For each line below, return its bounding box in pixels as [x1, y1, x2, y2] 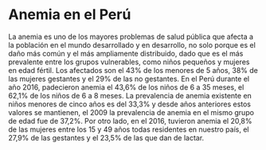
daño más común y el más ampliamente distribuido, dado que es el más [8, 48, 244, 58]
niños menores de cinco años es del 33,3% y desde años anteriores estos [8, 99, 252, 109]
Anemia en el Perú [8, 6, 131, 24]
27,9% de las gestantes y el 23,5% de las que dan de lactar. [8, 133, 205, 142]
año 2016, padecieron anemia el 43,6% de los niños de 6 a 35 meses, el [8, 82, 244, 92]
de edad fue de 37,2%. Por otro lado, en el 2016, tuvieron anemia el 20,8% [8, 116, 252, 125]
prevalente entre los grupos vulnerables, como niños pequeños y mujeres [8, 57, 250, 67]
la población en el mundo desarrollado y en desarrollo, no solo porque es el [8, 40, 256, 49]
